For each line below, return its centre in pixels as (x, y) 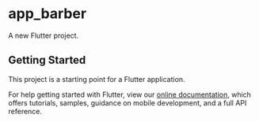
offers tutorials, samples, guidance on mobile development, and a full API (128, 102)
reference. (25, 111)
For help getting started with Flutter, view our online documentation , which (130, 94)
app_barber (48, 14)
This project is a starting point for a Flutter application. (97, 79)
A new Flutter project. (44, 35)
